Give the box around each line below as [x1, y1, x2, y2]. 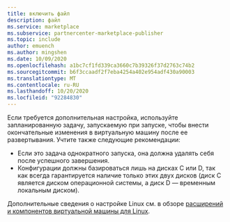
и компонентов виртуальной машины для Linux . [7, 207, 151, 215]
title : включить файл [7, 10, 70, 17]
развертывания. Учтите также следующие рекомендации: [7, 136, 181, 143]
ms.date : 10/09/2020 [7, 56, 68, 63]
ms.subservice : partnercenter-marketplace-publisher [7, 29, 164, 37]
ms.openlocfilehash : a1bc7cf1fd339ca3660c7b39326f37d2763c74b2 [7, 62, 195, 69]
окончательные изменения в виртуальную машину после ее [7, 128, 188, 136]
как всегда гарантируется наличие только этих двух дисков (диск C [17, 171, 222, 180]
